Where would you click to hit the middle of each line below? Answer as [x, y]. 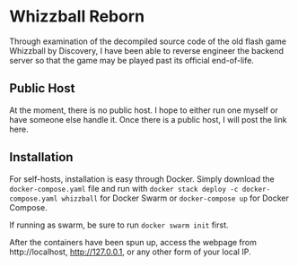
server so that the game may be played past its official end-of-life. [131, 60]
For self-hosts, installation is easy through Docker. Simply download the [142, 179]
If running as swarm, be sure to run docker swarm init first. [119, 225]
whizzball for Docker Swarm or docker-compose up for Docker [175, 198]
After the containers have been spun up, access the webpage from [133, 242]
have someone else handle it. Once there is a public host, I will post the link [148, 119]
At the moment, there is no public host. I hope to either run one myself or [144, 110]
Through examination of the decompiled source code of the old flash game [148, 41]
